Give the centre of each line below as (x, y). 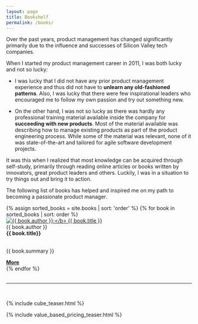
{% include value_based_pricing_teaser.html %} (64, 315)
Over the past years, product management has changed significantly (89, 40)
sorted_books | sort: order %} (42, 215)
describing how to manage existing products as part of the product (96, 130)
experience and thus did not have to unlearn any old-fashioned (92, 87)
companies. (20, 52)
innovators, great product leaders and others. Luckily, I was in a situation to (98, 173)
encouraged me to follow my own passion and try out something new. (99, 100)
